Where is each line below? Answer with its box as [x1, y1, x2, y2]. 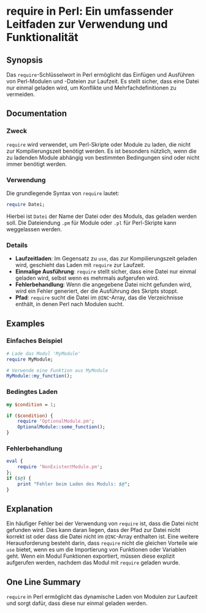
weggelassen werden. [6, 225, 63, 233]
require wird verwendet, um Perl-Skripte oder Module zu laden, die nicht [6, 141, 191, 148]
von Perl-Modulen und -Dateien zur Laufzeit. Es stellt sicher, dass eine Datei [6, 78, 199, 85]
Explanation [6, 503, 53, 514]
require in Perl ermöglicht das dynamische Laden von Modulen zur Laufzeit [6, 593, 198, 601]
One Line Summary [6, 577, 81, 587]
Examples [6, 318, 45, 329]
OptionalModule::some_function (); [17, 424, 105, 430]
